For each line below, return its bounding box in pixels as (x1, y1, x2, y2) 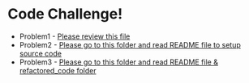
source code (19, 48, 62, 58)
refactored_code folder (19, 65, 97, 75)
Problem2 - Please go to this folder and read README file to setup (19, 39, 241, 49)
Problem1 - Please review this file (19, 31, 131, 41)
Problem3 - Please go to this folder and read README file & (19, 57, 218, 67)
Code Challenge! (7, 5, 123, 23)
